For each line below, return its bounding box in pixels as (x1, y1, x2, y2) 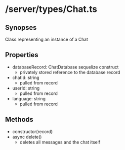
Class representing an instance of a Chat (5, 36, 88, 42)
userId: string (12, 85, 40, 91)
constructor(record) (12, 128, 53, 135)
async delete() (12, 134, 42, 140)
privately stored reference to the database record (19, 69, 121, 75)
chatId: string (12, 75, 40, 80)
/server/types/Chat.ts (5, 3, 97, 15)
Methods (5, 115, 34, 124)
